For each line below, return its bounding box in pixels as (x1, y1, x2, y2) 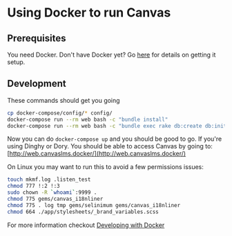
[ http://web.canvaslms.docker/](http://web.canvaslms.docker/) (7, 150, 186, 158)
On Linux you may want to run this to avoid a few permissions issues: (7, 163, 204, 171)
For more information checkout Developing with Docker (7, 221, 165, 229)
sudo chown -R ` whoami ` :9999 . (7, 189, 97, 196)
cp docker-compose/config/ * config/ (7, 109, 113, 117)
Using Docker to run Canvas (7, 5, 171, 21)
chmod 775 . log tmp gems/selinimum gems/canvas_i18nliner (7, 201, 181, 208)
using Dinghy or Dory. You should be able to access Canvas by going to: (7, 142, 213, 150)
